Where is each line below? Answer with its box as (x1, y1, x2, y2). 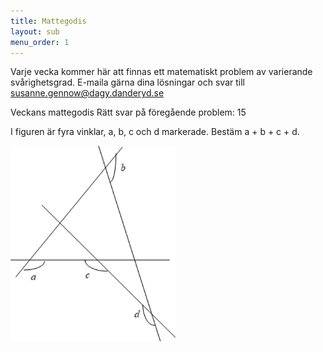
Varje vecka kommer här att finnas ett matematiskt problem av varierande (10, 66, 313, 78)
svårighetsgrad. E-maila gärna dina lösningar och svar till (10, 76, 245, 89)
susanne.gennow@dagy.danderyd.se (10, 87, 165, 99)
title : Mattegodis (10, 16, 87, 26)
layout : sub (10, 26, 60, 37)
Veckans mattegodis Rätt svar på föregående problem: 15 (10, 106, 247, 119)
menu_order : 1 (10, 37, 70, 47)
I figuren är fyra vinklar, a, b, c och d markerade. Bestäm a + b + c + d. (10, 126, 300, 138)
